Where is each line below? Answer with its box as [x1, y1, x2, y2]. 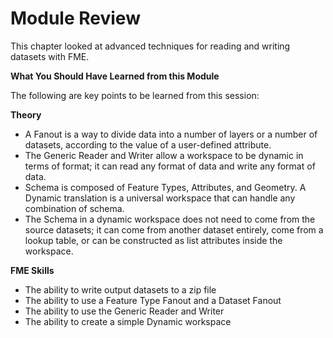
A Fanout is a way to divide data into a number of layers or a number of [24, 128, 318, 140]
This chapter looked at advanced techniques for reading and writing [10, 40, 291, 52]
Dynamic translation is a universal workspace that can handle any [24, 192, 296, 204]
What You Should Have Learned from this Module [10, 70, 220, 82]
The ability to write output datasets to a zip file [24, 283, 217, 296]
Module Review [10, 7, 141, 30]
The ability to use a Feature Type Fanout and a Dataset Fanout [24, 294, 282, 306]
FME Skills [10, 264, 55, 276]
